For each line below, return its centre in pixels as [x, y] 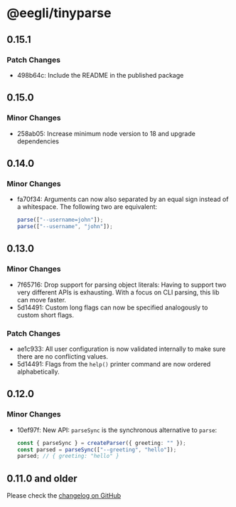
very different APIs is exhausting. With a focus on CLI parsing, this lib [118, 292]
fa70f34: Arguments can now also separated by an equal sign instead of [123, 199]
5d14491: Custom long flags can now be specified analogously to [112, 307]
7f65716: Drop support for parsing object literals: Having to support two [122, 285]
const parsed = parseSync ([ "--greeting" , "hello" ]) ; [97, 450]
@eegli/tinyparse [59, 13]
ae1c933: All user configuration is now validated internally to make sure [121, 349]
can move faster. [42, 299]
